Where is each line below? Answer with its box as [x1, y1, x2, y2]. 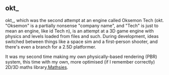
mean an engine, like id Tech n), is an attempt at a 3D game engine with [5, 27, 154, 34]
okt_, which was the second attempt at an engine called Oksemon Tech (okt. [5, 17, 164, 23]
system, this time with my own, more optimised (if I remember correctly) [5, 58, 155, 64]
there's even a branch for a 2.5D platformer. [5, 43, 96, 49]
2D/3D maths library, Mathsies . [5, 64, 69, 70]
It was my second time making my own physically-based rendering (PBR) [5, 53, 157, 59]
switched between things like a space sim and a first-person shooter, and [5, 38, 158, 44]
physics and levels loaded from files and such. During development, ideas [5, 33, 159, 39]
